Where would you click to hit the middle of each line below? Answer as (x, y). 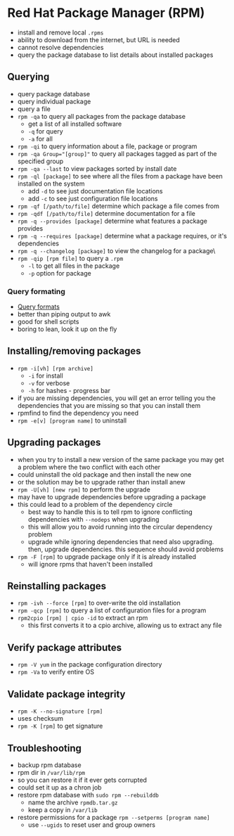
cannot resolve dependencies (60, 47)
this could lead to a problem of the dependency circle (95, 504)
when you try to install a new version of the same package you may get (121, 459)
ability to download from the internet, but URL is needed (99, 39)
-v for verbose (49, 383)
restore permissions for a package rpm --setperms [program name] (113, 817)
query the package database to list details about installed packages (115, 55)
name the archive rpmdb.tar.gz (73, 802)
